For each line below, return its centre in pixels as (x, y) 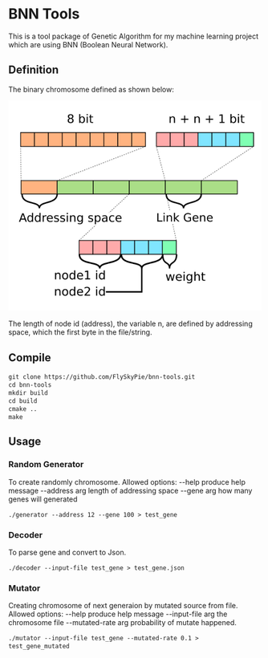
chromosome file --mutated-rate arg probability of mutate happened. (122, 623)
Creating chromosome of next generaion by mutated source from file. (123, 606)
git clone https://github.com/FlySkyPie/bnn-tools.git (102, 377)
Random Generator (46, 465)
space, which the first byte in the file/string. (80, 332)
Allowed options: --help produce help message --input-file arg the (118, 614)
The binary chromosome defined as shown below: (91, 89)
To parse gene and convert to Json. (67, 552)
